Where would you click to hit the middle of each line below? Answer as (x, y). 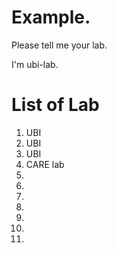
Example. (51, 17)
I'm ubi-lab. (35, 64)
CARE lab (45, 164)
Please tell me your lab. (59, 45)
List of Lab (55, 105)
